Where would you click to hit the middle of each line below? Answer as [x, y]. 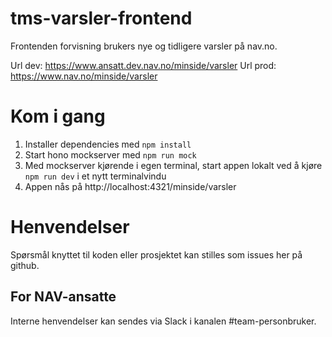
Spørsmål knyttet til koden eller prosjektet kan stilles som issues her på [156, 254]
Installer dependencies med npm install [108, 144]
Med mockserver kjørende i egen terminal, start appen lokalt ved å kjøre [173, 165]
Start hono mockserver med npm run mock [110, 154]
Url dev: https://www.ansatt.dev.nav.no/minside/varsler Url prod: [143, 65]
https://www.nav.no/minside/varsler [84, 76]
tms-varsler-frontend [101, 18]
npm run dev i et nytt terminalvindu [95, 176]
